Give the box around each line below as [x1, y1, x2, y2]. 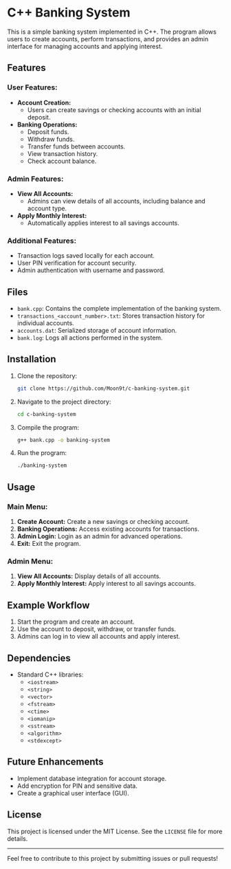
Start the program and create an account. [16, 617, 135, 626]
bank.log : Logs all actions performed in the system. [16, 333, 163, 342]
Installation [7, 353, 56, 365]
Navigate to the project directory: [16, 397, 111, 406]
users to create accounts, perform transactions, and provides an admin [7, 34, 208, 43]
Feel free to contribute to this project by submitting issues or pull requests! [7, 854, 219, 862]
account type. [27, 204, 67, 212]
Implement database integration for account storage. [16, 774, 167, 782]
